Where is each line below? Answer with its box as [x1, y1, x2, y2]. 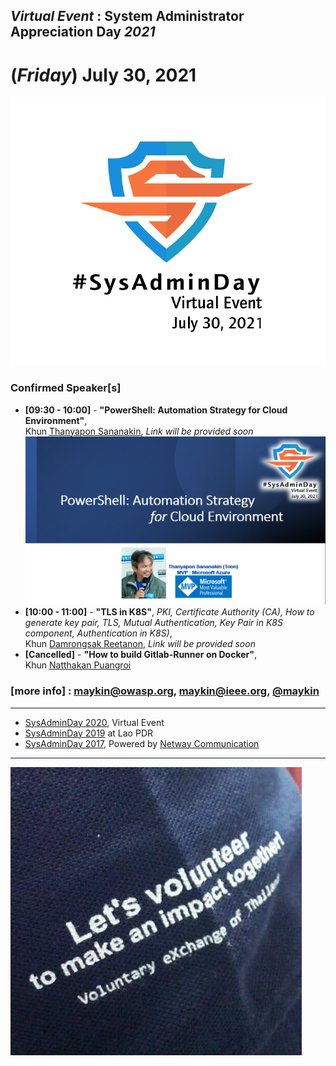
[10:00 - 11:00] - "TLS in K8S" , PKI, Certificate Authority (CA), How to [24, 606, 315, 618]
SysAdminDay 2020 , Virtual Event [24, 716, 165, 728]
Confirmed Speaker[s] [10, 381, 122, 395]
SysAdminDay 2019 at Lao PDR [24, 727, 153, 739]
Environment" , [24, 414, 88, 426]
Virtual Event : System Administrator [10, 8, 245, 25]
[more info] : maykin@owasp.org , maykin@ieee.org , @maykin [10, 684, 320, 698]
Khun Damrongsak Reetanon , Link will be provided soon [24, 638, 256, 650]
